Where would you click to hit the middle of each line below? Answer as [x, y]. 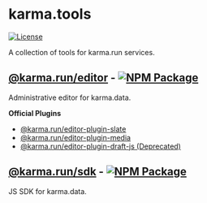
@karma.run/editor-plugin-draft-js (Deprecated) [100, 146]
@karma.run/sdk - [56, 172]
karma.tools [50, 14]
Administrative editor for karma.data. [70, 97]
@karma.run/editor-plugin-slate [73, 129]
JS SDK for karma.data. [47, 191]
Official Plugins [35, 113]
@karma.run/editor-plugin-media [75, 137]
